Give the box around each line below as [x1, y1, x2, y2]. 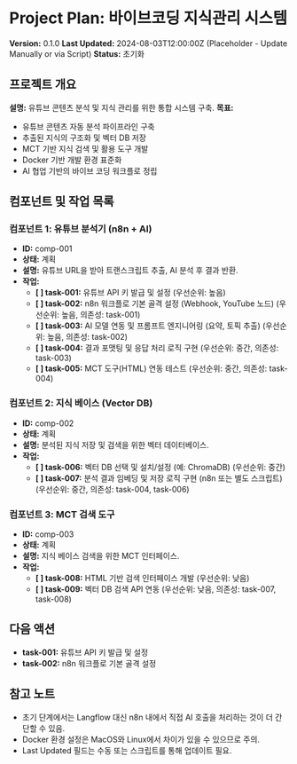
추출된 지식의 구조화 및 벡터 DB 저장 [21, 132, 147, 143]
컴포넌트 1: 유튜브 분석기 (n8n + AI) [9, 223, 152, 235]
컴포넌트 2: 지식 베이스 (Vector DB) [9, 397, 153, 409]
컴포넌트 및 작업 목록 [9, 194, 114, 209]
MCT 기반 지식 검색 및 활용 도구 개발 [21, 143, 149, 154]
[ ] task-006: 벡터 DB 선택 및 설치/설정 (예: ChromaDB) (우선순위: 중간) [35, 461, 286, 472]
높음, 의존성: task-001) [61, 310, 141, 320]
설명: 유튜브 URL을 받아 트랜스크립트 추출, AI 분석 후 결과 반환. [21, 265, 238, 276]
